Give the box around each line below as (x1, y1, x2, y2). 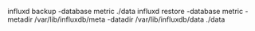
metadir (7, 15, 33, 24)
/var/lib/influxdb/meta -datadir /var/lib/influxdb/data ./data (34, 15, 226, 24)
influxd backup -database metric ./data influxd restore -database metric (7, 7, 244, 15)
